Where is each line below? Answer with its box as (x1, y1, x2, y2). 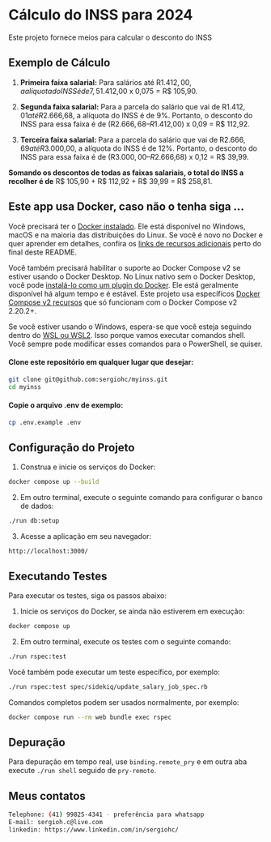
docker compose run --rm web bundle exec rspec (8, 713, 172, 721)
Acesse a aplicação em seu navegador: (19, 532, 152, 541)
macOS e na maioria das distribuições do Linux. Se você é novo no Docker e (8, 229, 264, 240)
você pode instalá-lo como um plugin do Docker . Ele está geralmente (8, 280, 239, 289)
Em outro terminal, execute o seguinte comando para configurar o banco (19, 493, 263, 502)
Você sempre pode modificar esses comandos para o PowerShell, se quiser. (8, 339, 263, 348)
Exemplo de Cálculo (8, 56, 111, 70)
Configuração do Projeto (8, 440, 135, 455)
